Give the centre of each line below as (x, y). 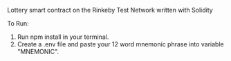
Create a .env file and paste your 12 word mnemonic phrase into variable (120, 44)
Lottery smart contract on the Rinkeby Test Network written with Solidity (110, 10)
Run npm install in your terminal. (63, 37)
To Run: (18, 23)
